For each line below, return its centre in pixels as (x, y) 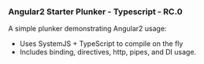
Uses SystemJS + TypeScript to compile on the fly (101, 44)
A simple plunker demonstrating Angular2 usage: (87, 29)
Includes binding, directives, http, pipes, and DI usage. (108, 52)
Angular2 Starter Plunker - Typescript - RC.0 (95, 12)
